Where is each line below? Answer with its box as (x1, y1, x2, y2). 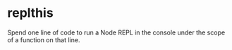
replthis (7, 5, 54, 21)
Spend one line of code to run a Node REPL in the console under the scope (7, 28, 226, 37)
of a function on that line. (7, 35, 80, 44)
